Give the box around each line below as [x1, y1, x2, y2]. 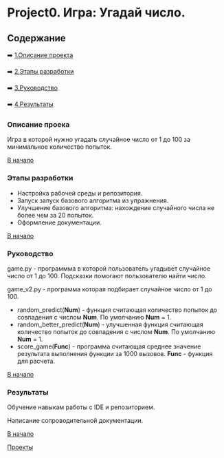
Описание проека [7, 119, 70, 129]
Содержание [7, 32, 67, 44]
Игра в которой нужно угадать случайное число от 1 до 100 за [7, 136, 191, 144]
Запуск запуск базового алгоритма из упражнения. [16, 196, 169, 205]
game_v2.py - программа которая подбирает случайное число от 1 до [7, 284, 212, 293]
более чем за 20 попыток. [16, 211, 94, 219]
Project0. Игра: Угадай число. [7, 5, 186, 21]
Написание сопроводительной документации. [7, 417, 144, 425]
